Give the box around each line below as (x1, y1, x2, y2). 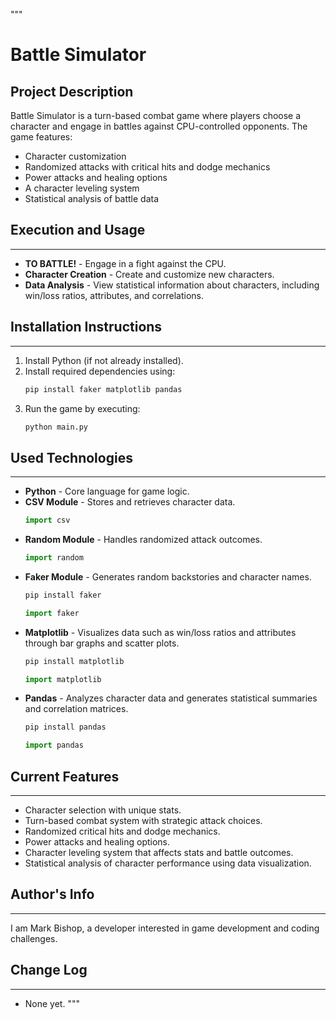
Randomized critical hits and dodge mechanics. (24, 825, 221, 837)
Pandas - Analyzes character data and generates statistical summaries (24, 692, 318, 704)
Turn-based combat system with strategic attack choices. (24, 815, 263, 826)
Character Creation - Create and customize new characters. (24, 268, 275, 280)
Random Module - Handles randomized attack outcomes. (24, 534, 263, 546)
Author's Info (10, 886, 95, 903)
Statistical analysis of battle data (24, 193, 160, 204)
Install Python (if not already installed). (24, 354, 184, 366)
